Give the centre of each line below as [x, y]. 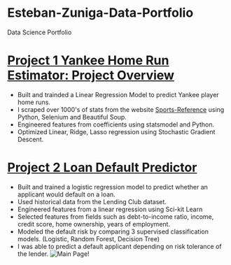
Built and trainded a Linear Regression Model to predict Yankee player [118, 94]
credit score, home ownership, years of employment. [93, 224]
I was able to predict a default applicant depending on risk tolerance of [119, 246]
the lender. [33, 254]
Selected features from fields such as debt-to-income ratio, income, [115, 216]
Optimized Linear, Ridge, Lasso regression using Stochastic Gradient [116, 131]
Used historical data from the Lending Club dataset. [92, 201]
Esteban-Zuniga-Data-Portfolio [100, 13]
